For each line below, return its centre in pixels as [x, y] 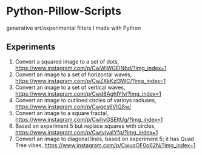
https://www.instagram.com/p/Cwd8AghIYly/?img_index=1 [88, 94]
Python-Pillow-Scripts [64, 11]
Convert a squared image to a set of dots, [67, 61]
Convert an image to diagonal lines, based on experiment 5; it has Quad [104, 139]
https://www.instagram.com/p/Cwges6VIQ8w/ [73, 107]
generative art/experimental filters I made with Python [74, 28]
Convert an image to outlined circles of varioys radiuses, [86, 100]
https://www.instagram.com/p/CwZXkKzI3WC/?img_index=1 [90, 81]
